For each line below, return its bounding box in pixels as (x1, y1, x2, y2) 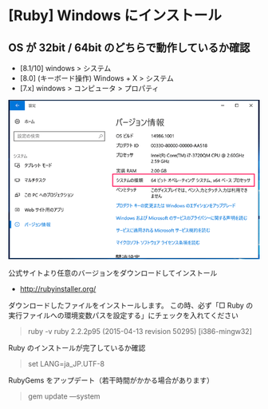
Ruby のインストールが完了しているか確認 (8, 343, 146, 353)
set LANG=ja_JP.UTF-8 (27, 359, 105, 369)
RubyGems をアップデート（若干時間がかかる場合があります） (8, 375, 214, 385)
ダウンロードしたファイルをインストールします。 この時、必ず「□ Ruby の (8, 300, 254, 311)
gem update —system (27, 391, 101, 401)
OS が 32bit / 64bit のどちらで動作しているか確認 (8, 41, 250, 54)
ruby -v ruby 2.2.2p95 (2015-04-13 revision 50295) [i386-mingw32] (27, 327, 253, 336)
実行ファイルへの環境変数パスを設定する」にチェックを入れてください (8, 311, 239, 320)
